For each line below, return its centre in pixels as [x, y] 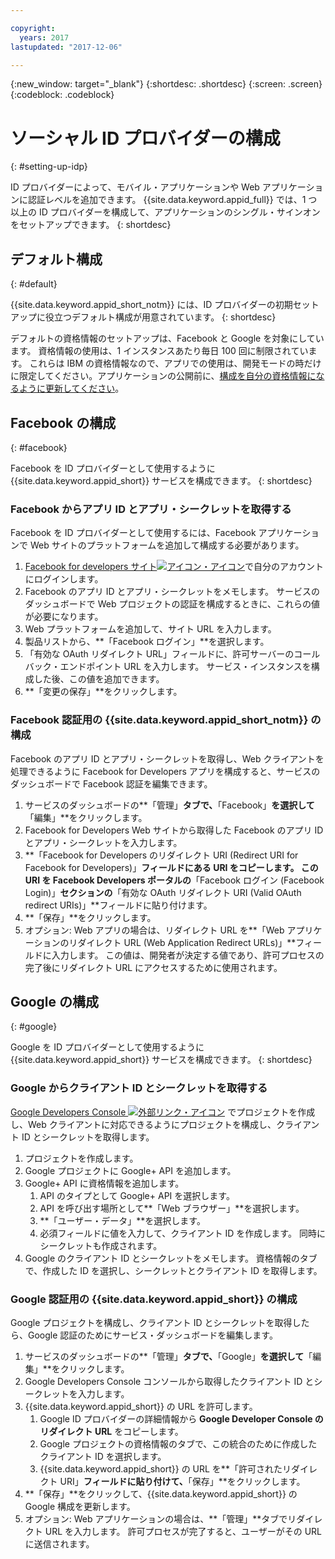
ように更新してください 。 [71, 388]
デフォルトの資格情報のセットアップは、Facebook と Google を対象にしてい [167, 338]
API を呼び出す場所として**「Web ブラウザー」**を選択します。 [172, 1208]
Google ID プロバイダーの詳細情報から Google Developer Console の [181, 1418]
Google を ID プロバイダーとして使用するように [107, 1047]
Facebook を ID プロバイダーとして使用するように [113, 468]
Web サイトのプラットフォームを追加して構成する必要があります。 [167, 545]
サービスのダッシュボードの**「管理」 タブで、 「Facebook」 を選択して [169, 805]
